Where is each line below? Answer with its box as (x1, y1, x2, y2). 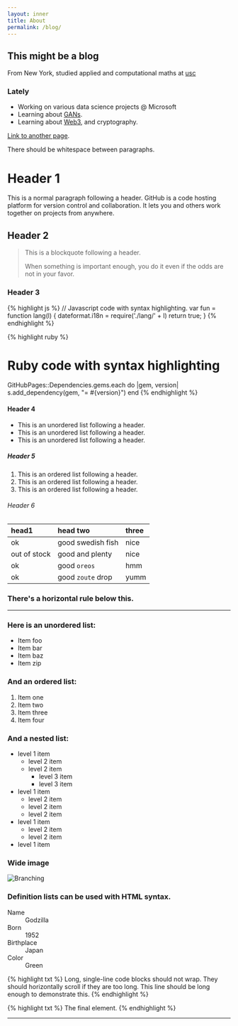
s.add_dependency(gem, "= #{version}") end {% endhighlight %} (7, 388, 198, 397)
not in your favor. (24, 269, 75, 278)
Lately (7, 87, 30, 97)
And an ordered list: (7, 677, 77, 687)
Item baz (17, 651, 44, 660)
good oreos (57, 560, 96, 570)
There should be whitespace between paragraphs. (7, 145, 155, 154)
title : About (7, 17, 46, 24)
